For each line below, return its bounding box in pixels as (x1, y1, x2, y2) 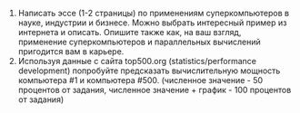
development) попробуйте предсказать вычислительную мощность (17, 65, 281, 76)
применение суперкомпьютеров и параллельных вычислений (17, 36, 261, 47)
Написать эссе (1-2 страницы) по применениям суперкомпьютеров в (17, 8, 289, 18)
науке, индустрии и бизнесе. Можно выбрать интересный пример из (17, 17, 287, 28)
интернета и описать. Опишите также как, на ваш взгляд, (17, 27, 242, 37)
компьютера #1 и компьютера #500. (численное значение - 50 (17, 75, 264, 85)
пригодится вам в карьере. (17, 46, 125, 57)
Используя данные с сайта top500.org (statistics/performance (17, 56, 257, 66)
